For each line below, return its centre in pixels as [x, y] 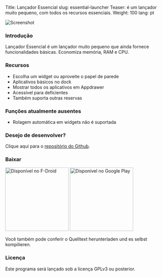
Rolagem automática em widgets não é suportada [64, 122]
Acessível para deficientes [40, 92]
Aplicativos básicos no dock [42, 82]
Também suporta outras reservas [47, 98]
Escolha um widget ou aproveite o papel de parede [66, 76]
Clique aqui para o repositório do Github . [48, 146]
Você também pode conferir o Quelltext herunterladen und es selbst [76, 239]
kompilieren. [18, 245]
